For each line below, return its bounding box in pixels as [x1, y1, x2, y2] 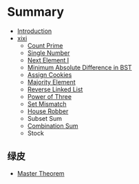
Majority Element [27, 78, 76, 86]
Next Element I [27, 56, 69, 64]
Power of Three [27, 92, 72, 100]
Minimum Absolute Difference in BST [27, 63, 132, 71]
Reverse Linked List [27, 85, 83, 93]
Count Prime [27, 41, 63, 49]
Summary [7, 4, 64, 20]
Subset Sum [27, 114, 63, 122]
